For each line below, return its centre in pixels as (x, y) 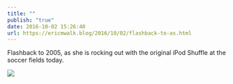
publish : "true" (31, 20)
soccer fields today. (36, 60)
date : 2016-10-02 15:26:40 (46, 26)
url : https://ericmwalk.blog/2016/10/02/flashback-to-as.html (99, 33)
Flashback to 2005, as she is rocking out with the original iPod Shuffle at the (117, 53)
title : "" (22, 14)
